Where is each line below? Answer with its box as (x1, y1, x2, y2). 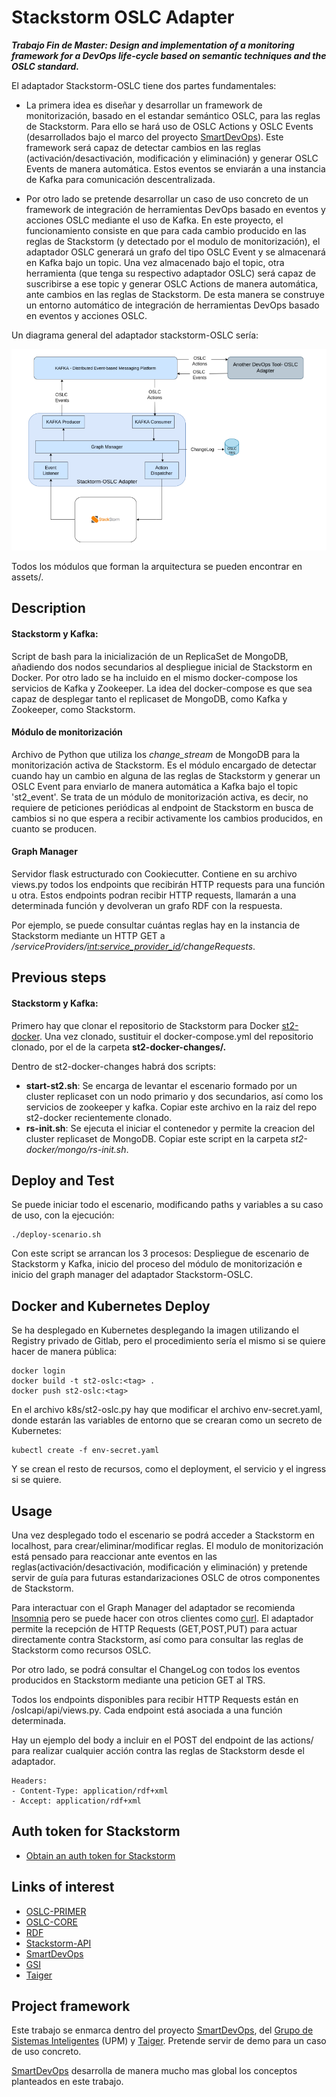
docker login (11, 1366, 66, 1376)
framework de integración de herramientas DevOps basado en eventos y (25, 203, 326, 215)
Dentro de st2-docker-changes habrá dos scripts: (11, 1060, 216, 1072)
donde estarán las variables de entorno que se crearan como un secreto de (11, 1414, 323, 1426)
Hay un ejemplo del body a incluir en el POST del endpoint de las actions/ (11, 1734, 314, 1746)
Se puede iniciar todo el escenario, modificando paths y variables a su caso (11, 1199, 324, 1211)
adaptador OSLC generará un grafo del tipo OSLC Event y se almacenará (25, 246, 326, 258)
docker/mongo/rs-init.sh (25, 1143, 127, 1155)
